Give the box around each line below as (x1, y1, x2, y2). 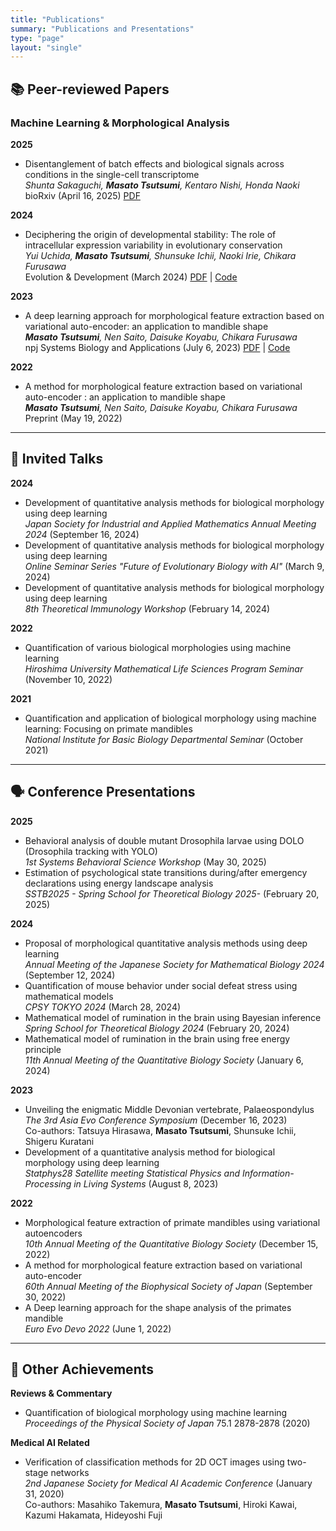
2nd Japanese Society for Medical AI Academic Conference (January (24, 1477, 313, 1490)
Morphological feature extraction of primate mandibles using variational (24, 1216, 321, 1228)
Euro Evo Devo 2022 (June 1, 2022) (24, 1322, 172, 1335)
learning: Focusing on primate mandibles (24, 722, 193, 735)
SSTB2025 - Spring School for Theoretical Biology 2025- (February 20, (24, 887, 320, 900)
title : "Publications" (10, 14, 105, 25)
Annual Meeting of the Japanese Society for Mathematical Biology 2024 (24, 958, 325, 970)
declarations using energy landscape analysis (24, 877, 214, 889)
